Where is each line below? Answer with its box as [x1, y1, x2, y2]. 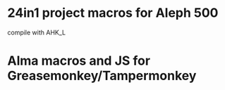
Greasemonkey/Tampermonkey [7, 68, 197, 84]
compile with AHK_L [7, 28, 66, 37]
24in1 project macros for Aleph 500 [7, 5, 219, 21]
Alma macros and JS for [7, 53, 150, 69]
